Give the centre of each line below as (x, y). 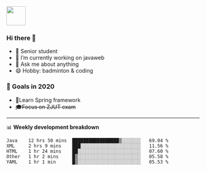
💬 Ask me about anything (47, 64)
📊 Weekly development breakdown (53, 127)
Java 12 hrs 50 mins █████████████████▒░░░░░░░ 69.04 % (87, 140)
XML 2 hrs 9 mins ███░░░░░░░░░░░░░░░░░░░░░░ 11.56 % (87, 146)
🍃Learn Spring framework (48, 100)
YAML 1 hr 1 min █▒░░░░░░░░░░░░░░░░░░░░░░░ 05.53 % (87, 162)
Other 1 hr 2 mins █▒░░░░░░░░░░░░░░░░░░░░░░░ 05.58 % (87, 156)
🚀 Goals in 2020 (31, 87)
